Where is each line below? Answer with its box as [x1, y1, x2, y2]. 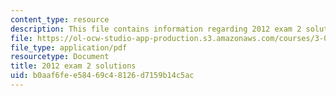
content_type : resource [10, 14, 110, 25]
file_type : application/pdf [10, 42, 128, 53]
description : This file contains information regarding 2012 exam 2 [10, 24, 302, 34]
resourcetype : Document [10, 52, 110, 62]
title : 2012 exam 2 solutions [10, 61, 137, 71]
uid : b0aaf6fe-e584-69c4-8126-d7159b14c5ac [10, 71, 195, 81]
